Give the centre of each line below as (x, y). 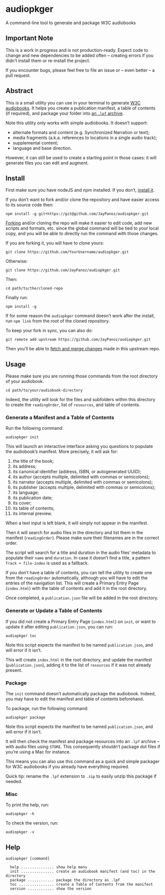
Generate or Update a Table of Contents (54, 611)
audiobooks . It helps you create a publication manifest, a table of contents (81, 108)
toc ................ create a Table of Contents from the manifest (82, 885)
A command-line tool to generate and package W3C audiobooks (71, 23)
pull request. (18, 75)
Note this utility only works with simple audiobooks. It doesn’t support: (77, 123)
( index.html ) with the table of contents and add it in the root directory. (76, 588)
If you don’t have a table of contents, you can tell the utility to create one (79, 573)
